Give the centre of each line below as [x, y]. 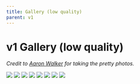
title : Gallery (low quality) [44, 12]
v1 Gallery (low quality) [65, 47]
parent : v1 [20, 17]
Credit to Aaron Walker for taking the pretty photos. [70, 64]
